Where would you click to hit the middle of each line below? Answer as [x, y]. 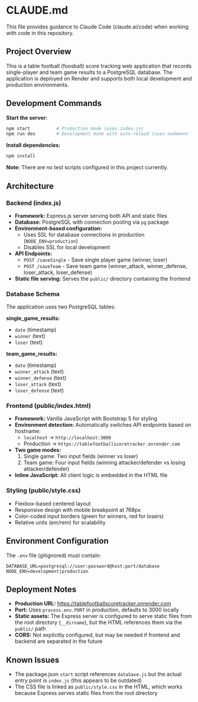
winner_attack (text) [39, 372]
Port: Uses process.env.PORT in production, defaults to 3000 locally [97, 610]
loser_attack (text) [38, 384]
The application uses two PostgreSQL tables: [61, 307]
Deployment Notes [41, 589]
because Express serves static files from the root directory [86, 693]
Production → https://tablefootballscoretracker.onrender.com [102, 444]
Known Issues [33, 660]
